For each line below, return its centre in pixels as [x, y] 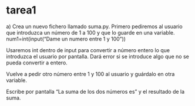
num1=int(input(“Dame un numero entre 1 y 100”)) [66, 39]
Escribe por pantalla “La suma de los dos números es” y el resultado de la [95, 91]
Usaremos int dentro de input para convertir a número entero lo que [88, 50]
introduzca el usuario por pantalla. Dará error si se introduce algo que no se [97, 56]
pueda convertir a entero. [37, 63]
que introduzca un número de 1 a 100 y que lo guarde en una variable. [90, 32]
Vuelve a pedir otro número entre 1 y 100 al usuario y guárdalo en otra [90, 74]
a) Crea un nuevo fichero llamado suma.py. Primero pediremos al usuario [95, 26]
